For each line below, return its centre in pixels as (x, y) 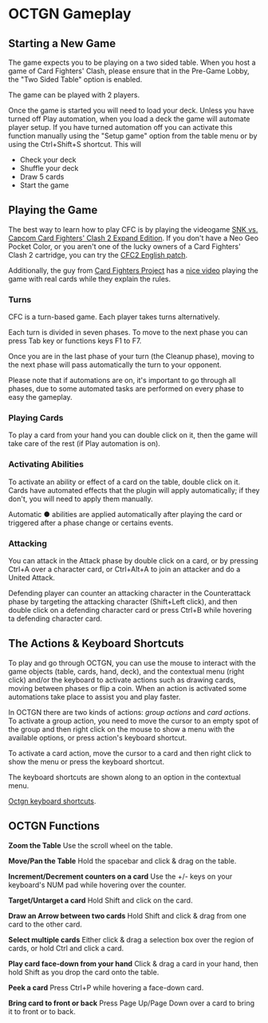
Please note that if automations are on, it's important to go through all (122, 381)
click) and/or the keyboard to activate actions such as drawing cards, (122, 680)
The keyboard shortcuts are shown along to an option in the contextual (125, 777)
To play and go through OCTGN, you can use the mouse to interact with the (132, 662)
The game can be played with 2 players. (74, 95)
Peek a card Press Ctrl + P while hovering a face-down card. (106, 987)
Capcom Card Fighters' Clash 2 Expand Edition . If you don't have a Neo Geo (134, 238)
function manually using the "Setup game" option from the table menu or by (133, 136)
